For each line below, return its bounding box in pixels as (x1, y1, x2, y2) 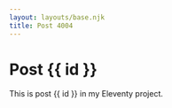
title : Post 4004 (9, 21, 74, 30)
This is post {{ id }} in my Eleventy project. (9, 89, 164, 99)
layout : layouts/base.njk (9, 12, 105, 22)
